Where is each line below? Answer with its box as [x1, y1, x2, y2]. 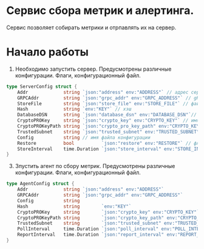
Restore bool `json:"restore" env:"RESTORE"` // [17, 140, 191, 146]
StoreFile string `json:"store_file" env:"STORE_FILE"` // [17, 100, 189, 107]
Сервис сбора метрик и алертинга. [6, 4, 194, 18]
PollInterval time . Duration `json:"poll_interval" [17, 226, 159, 232]
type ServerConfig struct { [6, 83, 78, 89]
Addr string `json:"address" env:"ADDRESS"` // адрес [17, 89, 189, 95]
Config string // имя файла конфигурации [17, 135, 151, 141]
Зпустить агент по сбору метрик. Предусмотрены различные [15, 163, 175, 170]
